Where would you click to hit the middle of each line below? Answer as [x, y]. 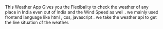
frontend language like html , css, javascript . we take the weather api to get [81, 17]
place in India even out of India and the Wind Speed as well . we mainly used [82, 12]
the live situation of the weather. [37, 22]
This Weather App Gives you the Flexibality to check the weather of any [77, 7]
